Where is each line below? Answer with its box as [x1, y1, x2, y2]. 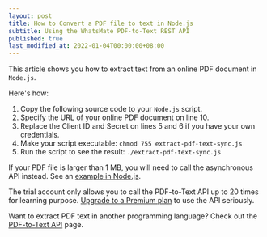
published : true [8, 34, 63, 43]
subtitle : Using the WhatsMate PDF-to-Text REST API [8, 27, 190, 35]
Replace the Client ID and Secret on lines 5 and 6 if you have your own [19, 121, 256, 131]
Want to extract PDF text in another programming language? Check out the [8, 211, 257, 221]
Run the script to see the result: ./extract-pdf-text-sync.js [19, 147, 222, 157]
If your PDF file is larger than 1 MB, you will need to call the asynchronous [8, 163, 253, 172]
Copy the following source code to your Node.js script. [19, 104, 203, 114]
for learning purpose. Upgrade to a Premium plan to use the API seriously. [8, 196, 255, 205]
